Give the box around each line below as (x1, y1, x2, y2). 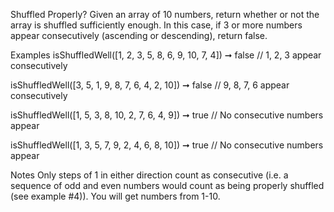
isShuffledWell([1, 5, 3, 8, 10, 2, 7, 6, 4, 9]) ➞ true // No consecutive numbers (10, 109, 324, 121)
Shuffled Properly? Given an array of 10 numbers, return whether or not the (10, 9, 320, 20)
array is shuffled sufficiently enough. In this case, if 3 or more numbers (10, 19, 303, 31)
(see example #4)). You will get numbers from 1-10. (10, 190, 221, 202)
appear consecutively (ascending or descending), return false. (10, 30, 268, 41)
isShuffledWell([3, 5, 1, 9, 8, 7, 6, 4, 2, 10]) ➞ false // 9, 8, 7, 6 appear (10, 79, 290, 91)
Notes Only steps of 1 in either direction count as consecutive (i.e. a (10, 169, 289, 181)
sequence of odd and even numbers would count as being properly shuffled (10, 180, 325, 191)
